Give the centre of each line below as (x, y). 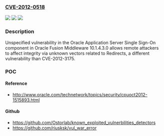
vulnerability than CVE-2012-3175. (40, 58)
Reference (16, 83)
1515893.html (26, 100)
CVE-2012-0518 (25, 7)
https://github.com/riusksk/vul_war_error (54, 128)
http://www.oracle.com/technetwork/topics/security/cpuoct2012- (80, 94)
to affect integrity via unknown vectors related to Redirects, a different (77, 53)
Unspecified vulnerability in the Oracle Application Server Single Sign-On (80, 42)
